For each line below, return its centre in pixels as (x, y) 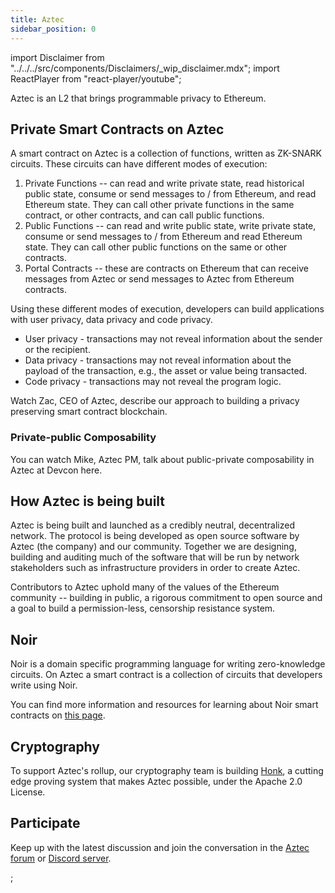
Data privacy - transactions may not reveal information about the (158, 360)
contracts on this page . (58, 715)
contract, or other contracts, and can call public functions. (144, 215)
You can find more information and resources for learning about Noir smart (164, 705)
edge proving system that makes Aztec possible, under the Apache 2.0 (156, 782)
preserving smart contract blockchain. (89, 412)
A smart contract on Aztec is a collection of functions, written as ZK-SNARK (166, 153)
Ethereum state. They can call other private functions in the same (159, 205)
